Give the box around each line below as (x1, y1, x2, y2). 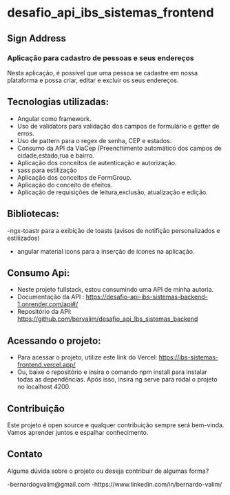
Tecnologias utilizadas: (7, 96, 109, 108)
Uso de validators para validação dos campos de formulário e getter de (17, 122, 220, 130)
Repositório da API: (17, 308, 72, 316)
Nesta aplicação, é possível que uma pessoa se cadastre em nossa (7, 68, 198, 77)
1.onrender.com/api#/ (17, 300, 79, 308)
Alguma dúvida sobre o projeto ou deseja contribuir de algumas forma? (7, 467, 209, 475)
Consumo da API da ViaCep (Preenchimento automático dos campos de (17, 144, 222, 152)
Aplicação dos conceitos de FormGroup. (17, 173, 132, 181)
